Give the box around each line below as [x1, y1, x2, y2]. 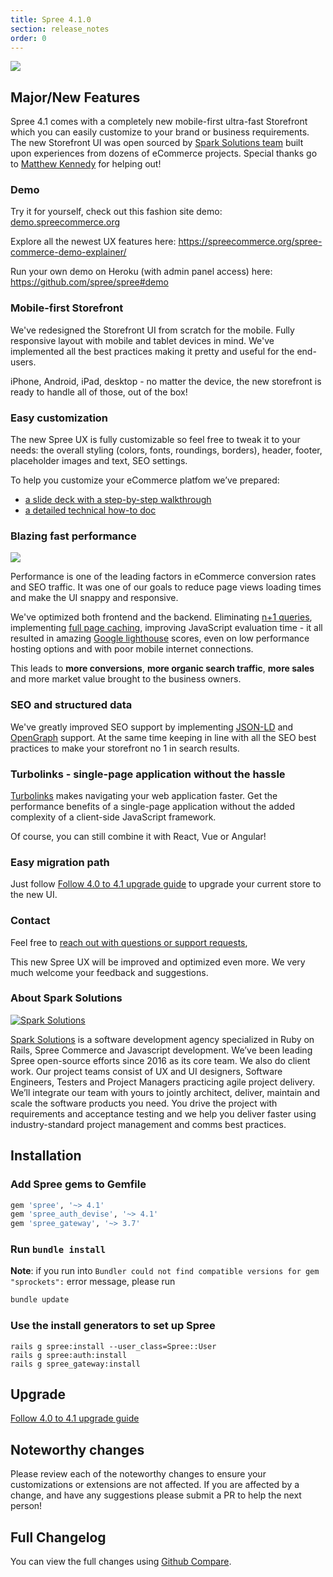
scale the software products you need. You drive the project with [10, 1097, 278, 1109]
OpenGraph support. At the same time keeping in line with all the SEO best [10, 731, 317, 743]
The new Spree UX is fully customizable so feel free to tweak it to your [10, 434, 301, 446]
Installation [10, 1147, 82, 1165]
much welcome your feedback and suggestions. [10, 966, 209, 978]
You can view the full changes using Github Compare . [10, 1556, 232, 1568]
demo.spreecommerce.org [10, 216, 121, 228]
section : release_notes [10, 24, 110, 34]
